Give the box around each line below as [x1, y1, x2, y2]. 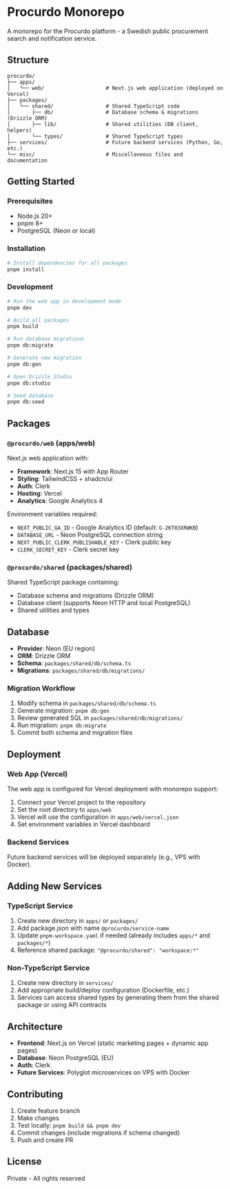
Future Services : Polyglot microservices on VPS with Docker [17, 1068, 191, 1077]
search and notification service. [7, 34, 97, 42]
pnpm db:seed [7, 398, 45, 405]
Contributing [7, 1088, 63, 1100]
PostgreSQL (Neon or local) [17, 227, 96, 235]
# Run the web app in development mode [7, 298, 122, 305]
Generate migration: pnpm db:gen [17, 707, 110, 715]
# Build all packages [7, 316, 70, 324]
